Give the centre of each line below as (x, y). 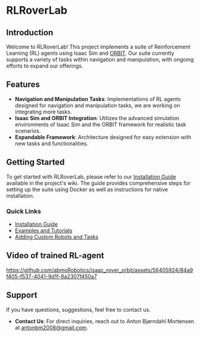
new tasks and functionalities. (51, 143)
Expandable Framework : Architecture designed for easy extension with (103, 137)
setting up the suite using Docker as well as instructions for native (87, 189)
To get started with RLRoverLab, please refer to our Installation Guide (91, 176)
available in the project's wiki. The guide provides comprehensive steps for (99, 183)
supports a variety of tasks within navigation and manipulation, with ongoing (100, 59)
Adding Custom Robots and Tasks (56, 237)
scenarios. (28, 131)
